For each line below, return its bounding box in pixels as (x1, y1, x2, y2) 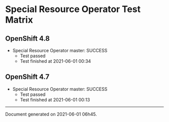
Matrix (5, 14, 33, 26)
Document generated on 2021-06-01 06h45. (5, 111, 97, 117)
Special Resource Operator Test (5, 4, 141, 15)
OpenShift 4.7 (5, 73, 49, 81)
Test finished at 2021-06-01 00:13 (20, 96, 91, 102)
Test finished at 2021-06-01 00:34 (20, 58, 92, 64)
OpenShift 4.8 (5, 34, 50, 43)
